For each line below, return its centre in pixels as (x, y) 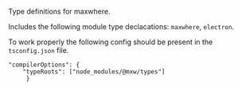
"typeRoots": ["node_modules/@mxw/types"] (94, 72)
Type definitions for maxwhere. (59, 11)
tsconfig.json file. (39, 50)
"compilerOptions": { (44, 65)
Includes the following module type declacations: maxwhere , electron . (121, 26)
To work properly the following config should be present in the (111, 42)
